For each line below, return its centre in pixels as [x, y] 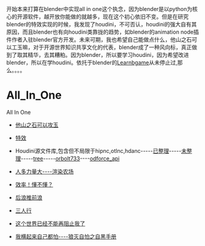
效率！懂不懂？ [34, 184]
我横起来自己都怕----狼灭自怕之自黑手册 [66, 236]
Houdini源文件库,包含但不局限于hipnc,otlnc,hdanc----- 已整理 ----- [98, 151]
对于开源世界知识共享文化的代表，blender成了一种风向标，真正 [112, 47]
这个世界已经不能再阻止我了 [50, 223]
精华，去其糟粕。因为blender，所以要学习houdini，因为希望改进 [108, 55]
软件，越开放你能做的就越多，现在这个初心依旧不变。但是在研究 [108, 17]
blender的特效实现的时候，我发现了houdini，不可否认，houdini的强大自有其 [102, 24]
